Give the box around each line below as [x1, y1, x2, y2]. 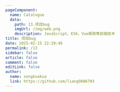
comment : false [5, 60, 38, 65]
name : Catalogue [10, 12, 44, 17]
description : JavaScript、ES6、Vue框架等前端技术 [14, 31, 115, 36]
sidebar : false [5, 50, 38, 55]
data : [10, 17, 22, 22]
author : [5, 70, 22, 75]
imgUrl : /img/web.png [14, 27, 60, 32]
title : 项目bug [5, 36, 36, 41]
